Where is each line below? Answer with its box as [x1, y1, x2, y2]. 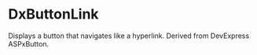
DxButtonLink [8, 5, 100, 23]
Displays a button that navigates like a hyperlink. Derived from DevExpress [8, 31, 250, 40]
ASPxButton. [8, 39, 50, 48]
